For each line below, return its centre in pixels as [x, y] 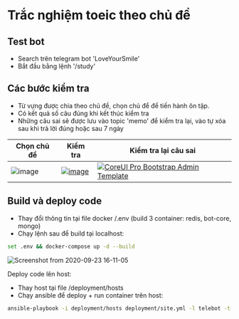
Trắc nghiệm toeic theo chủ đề [99, 15]
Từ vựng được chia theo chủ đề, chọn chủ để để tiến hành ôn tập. [113, 105]
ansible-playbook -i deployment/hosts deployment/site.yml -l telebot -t [119, 308]
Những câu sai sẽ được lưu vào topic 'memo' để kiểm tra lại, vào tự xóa [122, 120]
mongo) [29, 226]
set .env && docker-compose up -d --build [71, 246]
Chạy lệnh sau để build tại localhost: [71, 233]
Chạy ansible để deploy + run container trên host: [90, 295]
